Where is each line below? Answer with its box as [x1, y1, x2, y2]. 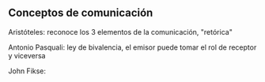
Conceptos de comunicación [8, 6, 153, 20]
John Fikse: [8, 66, 46, 76]
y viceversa [8, 50, 46, 60]
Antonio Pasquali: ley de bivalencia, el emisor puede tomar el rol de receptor [8, 43, 257, 52]
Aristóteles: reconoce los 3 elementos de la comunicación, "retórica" [8, 27, 233, 36]
